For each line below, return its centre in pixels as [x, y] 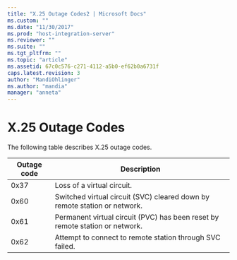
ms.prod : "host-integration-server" [61, 34]
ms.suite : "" [26, 47]
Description [140, 169]
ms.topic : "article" [38, 60]
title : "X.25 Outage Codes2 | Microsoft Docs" [77, 14]
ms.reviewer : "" [31, 40]
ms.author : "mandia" [38, 86]
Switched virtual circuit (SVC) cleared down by [132, 197]
